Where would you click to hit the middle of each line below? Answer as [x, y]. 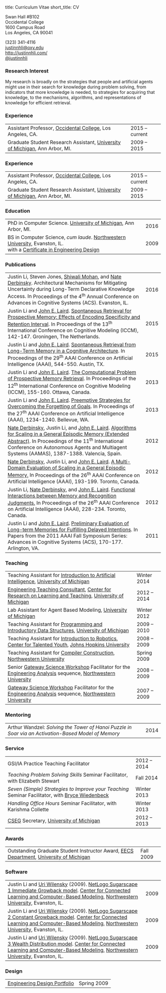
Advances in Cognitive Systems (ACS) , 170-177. [65, 542]
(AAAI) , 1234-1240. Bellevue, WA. [49, 420]
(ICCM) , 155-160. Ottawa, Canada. [49, 392]
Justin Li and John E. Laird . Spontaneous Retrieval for [70, 311]
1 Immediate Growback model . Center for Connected [69, 890]
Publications [21, 265]
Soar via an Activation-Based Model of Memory [64, 733]
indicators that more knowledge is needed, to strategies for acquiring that [80, 92]
